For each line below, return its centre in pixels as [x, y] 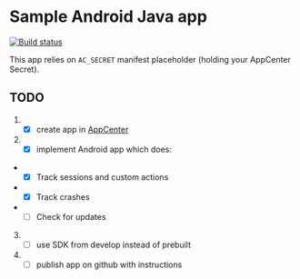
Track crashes [63, 196]
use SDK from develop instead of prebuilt [113, 245]
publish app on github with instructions [109, 264]
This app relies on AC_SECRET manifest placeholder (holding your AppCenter [150, 59]
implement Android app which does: [104, 149]
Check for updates [71, 217]
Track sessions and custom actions [102, 177]
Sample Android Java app [108, 17]
